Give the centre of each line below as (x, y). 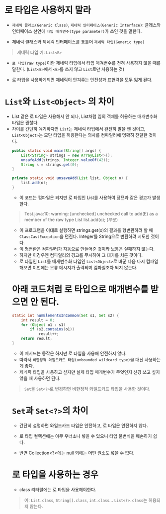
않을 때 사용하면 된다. (40, 378)
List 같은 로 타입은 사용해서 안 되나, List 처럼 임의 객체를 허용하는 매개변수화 (84, 116)
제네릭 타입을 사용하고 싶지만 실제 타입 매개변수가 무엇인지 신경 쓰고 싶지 (89, 372)
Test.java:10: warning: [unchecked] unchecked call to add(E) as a (91, 213)
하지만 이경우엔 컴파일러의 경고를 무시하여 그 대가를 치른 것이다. (81, 255)
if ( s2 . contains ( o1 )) (52, 329)
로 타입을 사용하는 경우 (55, 475)
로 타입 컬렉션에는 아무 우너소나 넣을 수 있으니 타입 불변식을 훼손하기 (85, 436)
